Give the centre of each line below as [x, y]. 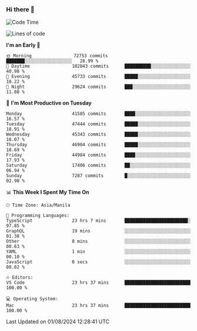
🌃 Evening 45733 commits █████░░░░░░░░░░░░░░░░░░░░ [98, 77]
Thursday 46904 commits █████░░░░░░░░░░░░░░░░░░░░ [98, 145]
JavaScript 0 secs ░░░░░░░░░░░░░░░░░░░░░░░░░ [98, 262]
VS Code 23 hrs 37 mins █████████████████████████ [98, 283]
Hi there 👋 [21, 9]
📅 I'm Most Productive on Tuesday [49, 103]
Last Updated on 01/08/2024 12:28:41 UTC [58, 322]
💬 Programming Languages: [38, 216]
